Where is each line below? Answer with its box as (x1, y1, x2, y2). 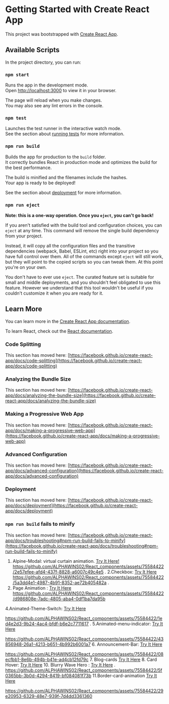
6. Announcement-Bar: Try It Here (91, 641, 162, 647)
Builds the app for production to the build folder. (5, 153, 106, 160)
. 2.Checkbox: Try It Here (104, 568, 157, 575)
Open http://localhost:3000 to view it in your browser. (5, 88, 117, 94)
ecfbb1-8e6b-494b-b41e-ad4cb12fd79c (5, 656, 89, 662)
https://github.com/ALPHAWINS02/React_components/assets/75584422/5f (5, 667, 162, 673)
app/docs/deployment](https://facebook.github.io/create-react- (5, 503, 138, 509)
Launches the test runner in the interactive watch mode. (5, 126, 122, 132)
